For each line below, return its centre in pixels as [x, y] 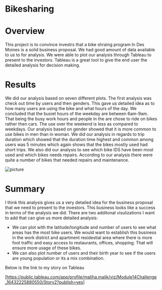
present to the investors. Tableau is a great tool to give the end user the [76, 60]
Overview [25, 31]
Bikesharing [30, 9]
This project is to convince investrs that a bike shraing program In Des [75, 45]
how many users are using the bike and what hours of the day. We [71, 109]
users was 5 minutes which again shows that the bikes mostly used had [76, 145]
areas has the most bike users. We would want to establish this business [84, 232]
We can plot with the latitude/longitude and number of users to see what [84, 227]
